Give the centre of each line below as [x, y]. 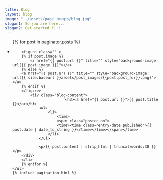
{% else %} [33, 70]
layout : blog [18, 14]
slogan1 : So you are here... [35, 23]
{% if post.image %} [42, 56]
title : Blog [17, 10]
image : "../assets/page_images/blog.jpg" [48, 19]
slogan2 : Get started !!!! [33, 28]
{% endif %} [33, 87]
